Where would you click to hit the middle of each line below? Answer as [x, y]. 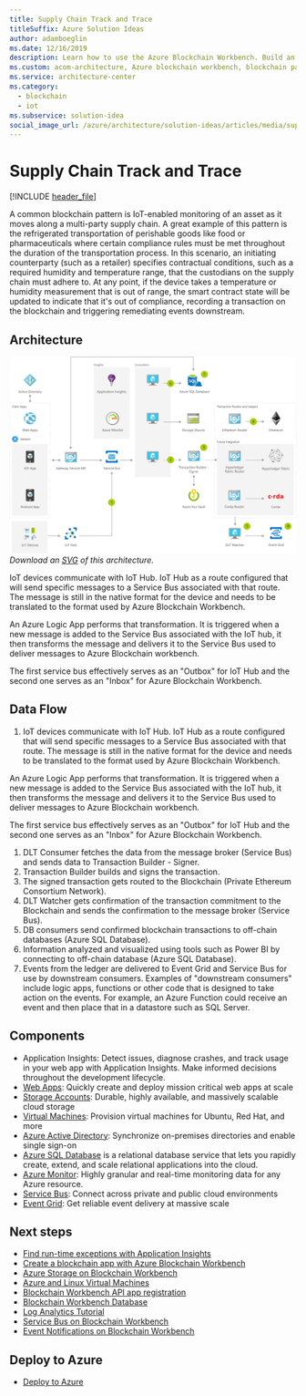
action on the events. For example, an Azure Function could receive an [155, 998]
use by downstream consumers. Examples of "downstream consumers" [158, 978]
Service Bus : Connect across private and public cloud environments [150, 1194]
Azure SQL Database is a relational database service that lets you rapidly [159, 1154]
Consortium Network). [64, 891]
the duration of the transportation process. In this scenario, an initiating [143, 253]
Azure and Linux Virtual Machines [86, 1283]
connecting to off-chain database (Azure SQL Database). [129, 958]
